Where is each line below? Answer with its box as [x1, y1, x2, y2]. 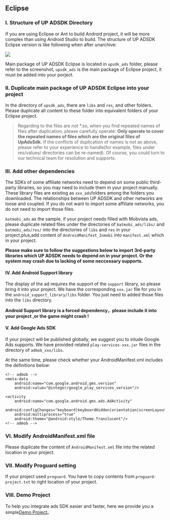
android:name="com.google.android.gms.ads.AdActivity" [14, 398, 133, 403]
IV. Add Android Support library [5, 270, 73, 276]
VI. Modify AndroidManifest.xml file [5, 432, 95, 439]
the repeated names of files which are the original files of [17, 133, 141, 139]
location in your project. [5, 449, 55, 455]
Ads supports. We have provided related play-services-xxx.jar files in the [5, 342, 161, 348]
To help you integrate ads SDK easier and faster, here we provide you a [5, 503, 154, 509]
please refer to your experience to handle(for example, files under [17, 144, 155, 150]
